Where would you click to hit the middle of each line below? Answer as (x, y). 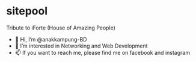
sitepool (27, 11)
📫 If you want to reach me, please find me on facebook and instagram (103, 52)
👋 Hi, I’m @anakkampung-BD (51, 39)
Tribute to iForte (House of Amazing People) (61, 28)
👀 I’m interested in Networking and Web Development (81, 46)
